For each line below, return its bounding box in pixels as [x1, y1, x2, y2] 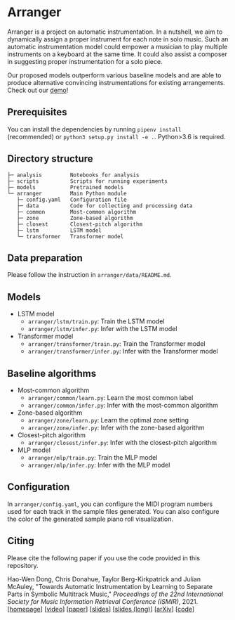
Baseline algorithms [7, 367, 97, 380]
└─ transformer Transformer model [16, 233, 124, 240]
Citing [7, 535, 34, 547]
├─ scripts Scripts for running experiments [7, 177, 168, 185]
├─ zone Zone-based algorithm [16, 214, 133, 221]
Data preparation [7, 252, 83, 264]
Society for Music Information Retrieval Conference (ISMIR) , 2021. [7, 597, 199, 605]
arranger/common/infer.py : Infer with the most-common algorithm [27, 401, 219, 409]
